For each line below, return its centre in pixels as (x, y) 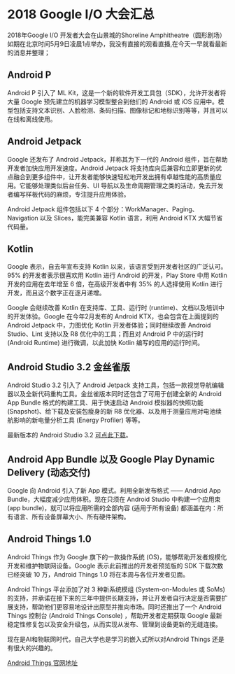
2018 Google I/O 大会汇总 (81, 14)
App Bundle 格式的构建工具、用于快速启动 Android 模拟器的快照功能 (106, 402)
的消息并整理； (29, 52)
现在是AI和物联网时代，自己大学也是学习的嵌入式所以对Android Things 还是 (116, 639)
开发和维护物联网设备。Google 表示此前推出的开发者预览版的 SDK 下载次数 (115, 566)
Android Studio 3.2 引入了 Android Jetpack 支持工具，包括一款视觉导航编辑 (116, 385)
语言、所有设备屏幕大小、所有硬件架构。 (71, 517)
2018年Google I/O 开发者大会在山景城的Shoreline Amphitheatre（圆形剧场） (116, 35)
